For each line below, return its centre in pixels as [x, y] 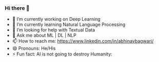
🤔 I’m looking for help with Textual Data [54, 30]
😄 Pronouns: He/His [34, 48]
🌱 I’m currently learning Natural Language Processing [69, 24]
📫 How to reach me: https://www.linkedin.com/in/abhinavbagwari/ [83, 41]
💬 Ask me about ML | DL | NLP [44, 36]
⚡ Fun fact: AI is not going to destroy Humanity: [62, 54]
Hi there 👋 [17, 8]
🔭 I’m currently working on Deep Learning [56, 19]
